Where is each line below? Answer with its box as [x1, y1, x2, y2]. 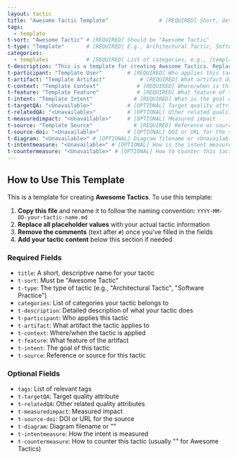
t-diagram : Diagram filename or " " [17, 422, 116, 431]
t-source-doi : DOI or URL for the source [17, 415, 135, 423]
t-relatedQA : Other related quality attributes [17, 400, 145, 408]
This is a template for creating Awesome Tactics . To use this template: [7, 192, 213, 201]
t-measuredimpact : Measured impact [17, 407, 123, 416]
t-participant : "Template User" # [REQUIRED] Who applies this [7, 69, 219, 76]
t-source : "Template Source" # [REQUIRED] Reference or [7, 121, 213, 129]
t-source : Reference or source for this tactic [17, 351, 146, 360]
